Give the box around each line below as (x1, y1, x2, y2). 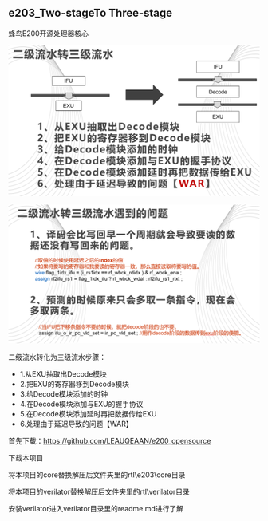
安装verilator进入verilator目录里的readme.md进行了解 (8, 503, 183, 513)
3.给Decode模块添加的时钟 (19, 389, 108, 398)
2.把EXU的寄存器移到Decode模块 (19, 379, 130, 389)
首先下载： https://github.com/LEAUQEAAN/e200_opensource (8, 436, 211, 445)
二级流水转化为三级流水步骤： (8, 352, 106, 361)
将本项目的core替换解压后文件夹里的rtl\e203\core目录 (8, 470, 186, 480)
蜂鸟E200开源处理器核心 (8, 28, 89, 38)
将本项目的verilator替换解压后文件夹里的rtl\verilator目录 (8, 487, 190, 496)
